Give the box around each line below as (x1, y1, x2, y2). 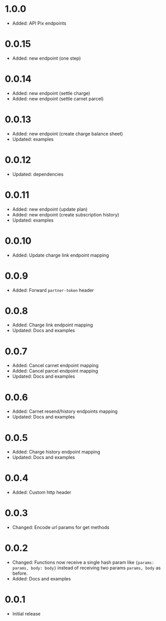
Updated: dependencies (12, 171, 64, 177)
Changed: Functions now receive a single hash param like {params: (12, 559, 155, 565)
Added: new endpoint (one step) (12, 55, 81, 61)
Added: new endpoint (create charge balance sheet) (12, 131, 123, 137)
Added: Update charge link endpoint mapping (12, 252, 109, 258)
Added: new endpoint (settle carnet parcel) (12, 96, 104, 102)
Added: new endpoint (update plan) (12, 206, 88, 212)
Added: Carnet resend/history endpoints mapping (12, 408, 118, 414)
